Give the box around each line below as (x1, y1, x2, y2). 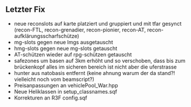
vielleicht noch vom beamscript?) (13, 76, 95, 83)
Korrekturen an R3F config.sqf (13, 94, 87, 101)
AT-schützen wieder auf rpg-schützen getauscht (13, 51, 132, 58)
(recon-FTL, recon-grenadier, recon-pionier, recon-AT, (13, 26, 146, 33)
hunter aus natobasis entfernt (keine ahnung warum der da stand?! (13, 69, 175, 76)
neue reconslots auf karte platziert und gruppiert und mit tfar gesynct (13, 20, 182, 27)
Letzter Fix (5, 5, 45, 15)
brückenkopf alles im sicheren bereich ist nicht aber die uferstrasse (13, 63, 177, 70)
